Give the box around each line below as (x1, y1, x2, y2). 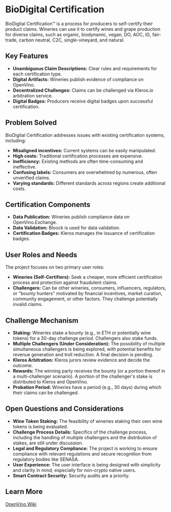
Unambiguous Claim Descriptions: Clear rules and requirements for (12, 65, 157, 71)
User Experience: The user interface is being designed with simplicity (12, 461, 161, 467)
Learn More (5, 487, 43, 496)
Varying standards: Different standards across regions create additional (12, 180, 165, 186)
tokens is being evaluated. (12, 423, 68, 429)
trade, (5, 37, 18, 43)
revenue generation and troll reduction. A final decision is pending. (12, 352, 154, 357)
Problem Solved (5, 118, 57, 127)
